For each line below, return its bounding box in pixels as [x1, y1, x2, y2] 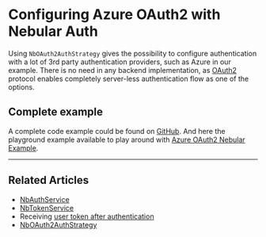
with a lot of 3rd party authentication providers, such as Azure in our [8, 57, 231, 67]
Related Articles [8, 174, 89, 187]
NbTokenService [19, 203, 74, 212]
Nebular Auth [8, 22, 99, 40]
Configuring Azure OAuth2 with [8, 6, 221, 24]
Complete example [8, 105, 104, 119]
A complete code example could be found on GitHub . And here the [8, 126, 226, 136]
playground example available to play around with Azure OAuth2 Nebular [8, 135, 245, 144]
